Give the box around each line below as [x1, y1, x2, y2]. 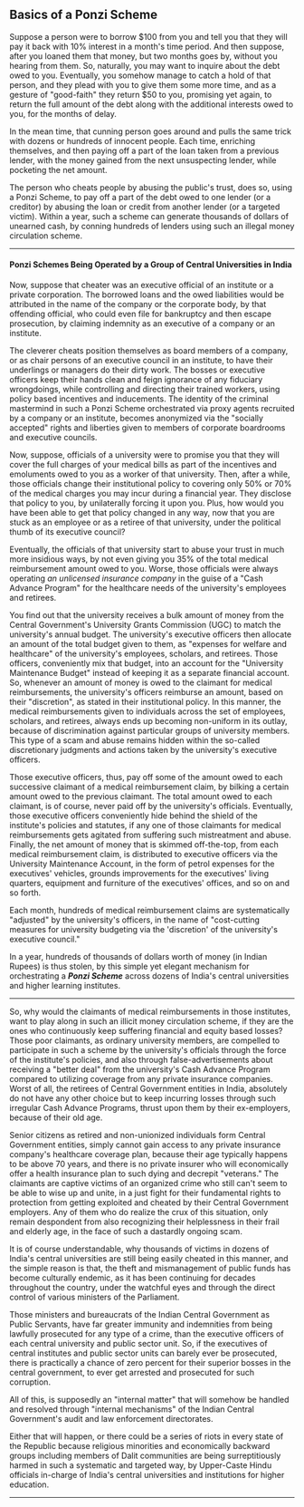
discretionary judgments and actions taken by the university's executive [9, 745, 278, 756]
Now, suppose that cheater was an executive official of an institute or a [9, 280, 274, 291]
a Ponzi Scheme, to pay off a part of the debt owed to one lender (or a [9, 191, 271, 202]
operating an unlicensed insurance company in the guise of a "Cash [9, 573, 264, 584]
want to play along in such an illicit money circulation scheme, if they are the [9, 1016, 294, 1027]
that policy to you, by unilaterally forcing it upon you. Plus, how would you [9, 498, 285, 508]
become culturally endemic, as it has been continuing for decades [9, 1272, 256, 1283]
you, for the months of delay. [9, 108, 118, 119]
